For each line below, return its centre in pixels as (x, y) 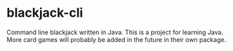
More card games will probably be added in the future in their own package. (116, 39)
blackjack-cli (45, 13)
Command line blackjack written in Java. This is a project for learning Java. (115, 32)
